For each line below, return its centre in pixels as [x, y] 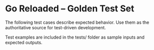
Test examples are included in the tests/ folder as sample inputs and [75, 37]
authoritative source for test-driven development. [55, 27]
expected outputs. [24, 42]
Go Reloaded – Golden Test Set [70, 9]
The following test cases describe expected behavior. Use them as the [77, 22]
